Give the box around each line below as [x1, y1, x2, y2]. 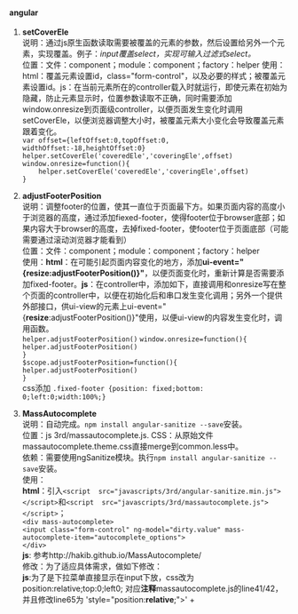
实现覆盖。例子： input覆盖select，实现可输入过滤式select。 [37, 49, 255, 60]
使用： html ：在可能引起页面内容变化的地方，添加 [21, 257, 203, 267]
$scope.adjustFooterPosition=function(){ [21, 358, 177, 368]
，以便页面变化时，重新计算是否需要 [144, 267, 277, 279]
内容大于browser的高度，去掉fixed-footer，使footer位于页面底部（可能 [29, 223, 289, 235]
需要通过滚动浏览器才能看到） [21, 235, 131, 245]
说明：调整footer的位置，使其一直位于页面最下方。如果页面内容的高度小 [21, 201, 286, 212]
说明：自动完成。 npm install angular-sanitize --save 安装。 [21, 419, 247, 430]
